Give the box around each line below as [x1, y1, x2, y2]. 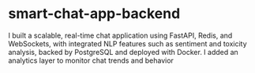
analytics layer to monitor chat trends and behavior [8, 56, 174, 65]
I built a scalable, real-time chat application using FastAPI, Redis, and [8, 31, 233, 40]
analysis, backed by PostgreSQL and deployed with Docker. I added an [8, 47, 238, 57]
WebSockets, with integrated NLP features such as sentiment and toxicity [8, 38, 247, 48]
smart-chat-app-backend [8, 5, 181, 23]
